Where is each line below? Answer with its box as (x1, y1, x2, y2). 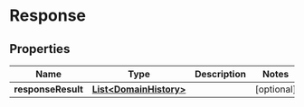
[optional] (254, 83, 297, 95)
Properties (9, 41, 71, 57)
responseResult (14, 83, 84, 95)
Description (194, 68, 247, 80)
